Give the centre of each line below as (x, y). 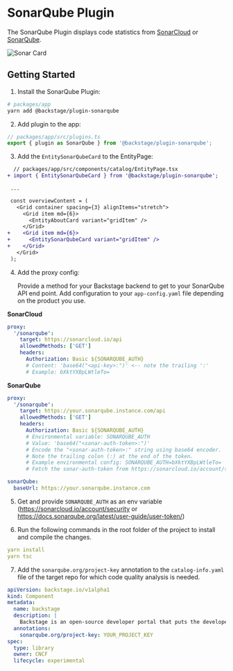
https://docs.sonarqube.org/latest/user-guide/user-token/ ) (101, 516)
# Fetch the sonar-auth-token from (77, 469)
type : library (34, 648)
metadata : (21, 603)
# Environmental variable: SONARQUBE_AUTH (88, 437)
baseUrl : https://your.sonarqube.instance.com (82, 488)
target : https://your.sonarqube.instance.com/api (93, 411)
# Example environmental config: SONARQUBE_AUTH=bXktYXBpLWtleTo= (123, 463)
